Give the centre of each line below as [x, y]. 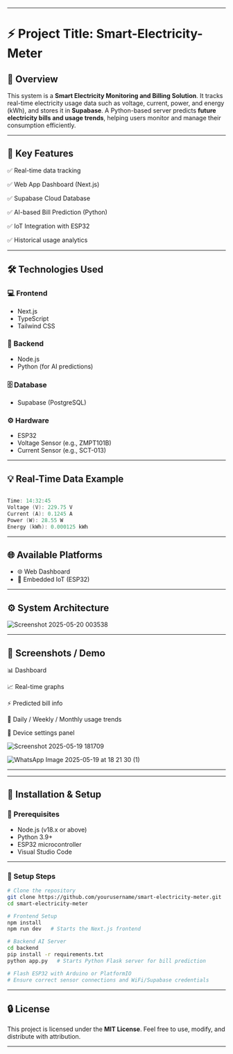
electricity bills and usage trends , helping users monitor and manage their [114, 118]
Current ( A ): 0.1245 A [40, 514]
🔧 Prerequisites [34, 814]
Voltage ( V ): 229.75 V [40, 508]
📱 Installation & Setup [54, 794]
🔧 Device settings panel [41, 733]
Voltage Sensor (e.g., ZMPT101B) [64, 443]
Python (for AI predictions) [55, 366]
